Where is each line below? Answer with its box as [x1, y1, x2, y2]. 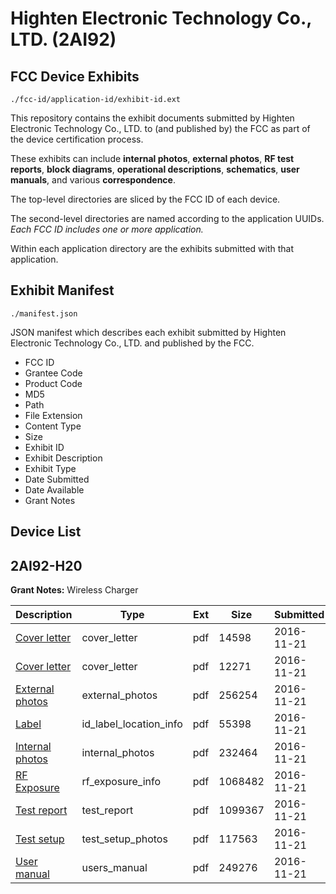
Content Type [24, 420, 82, 432]
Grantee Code [24, 367, 83, 379]
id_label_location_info [81, 717, 183, 731]
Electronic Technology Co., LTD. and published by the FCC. [10, 337, 255, 349]
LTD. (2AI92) [10, 28, 117, 51]
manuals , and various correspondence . [10, 174, 176, 186]
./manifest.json [10, 308, 78, 319]
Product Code [24, 377, 83, 389]
